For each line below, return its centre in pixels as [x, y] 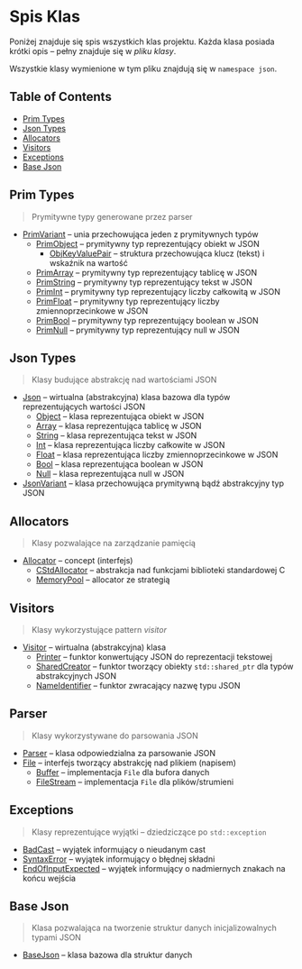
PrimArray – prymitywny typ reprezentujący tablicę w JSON [146, 272]
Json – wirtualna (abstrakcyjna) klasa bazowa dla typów [126, 398]
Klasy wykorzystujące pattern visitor [99, 630]
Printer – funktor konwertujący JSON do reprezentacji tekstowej [154, 657]
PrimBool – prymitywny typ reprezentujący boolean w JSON [147, 320]
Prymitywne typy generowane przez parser [112, 216]
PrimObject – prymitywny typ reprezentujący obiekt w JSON [147, 243]
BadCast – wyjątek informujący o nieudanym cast [114, 849]
